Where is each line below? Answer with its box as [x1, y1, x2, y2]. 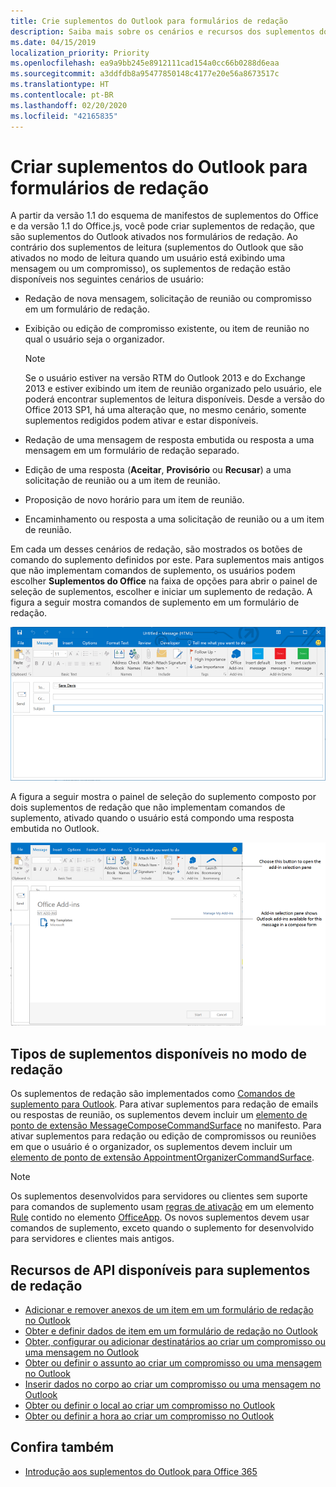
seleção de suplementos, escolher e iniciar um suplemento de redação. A [10, 586, 313, 598]
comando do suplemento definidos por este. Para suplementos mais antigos [10, 554, 325, 566]
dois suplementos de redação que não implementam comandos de [10, 801, 286, 814]
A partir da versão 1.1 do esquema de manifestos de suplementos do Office [10, 210, 319, 222]
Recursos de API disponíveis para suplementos [10, 1261, 311, 1279]
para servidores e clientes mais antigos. [10, 1233, 175, 1245]
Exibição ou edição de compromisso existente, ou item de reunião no [24, 323, 310, 335]
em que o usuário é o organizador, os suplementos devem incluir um [10, 1141, 293, 1153]
